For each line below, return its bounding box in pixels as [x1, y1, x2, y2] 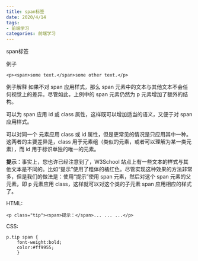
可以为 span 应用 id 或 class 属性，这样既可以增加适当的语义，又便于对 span [6, 111, 193, 118]
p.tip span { [6, 234, 39, 240]
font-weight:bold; [17, 240, 62, 246]
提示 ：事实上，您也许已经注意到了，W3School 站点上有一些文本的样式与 [6, 158, 184, 165]
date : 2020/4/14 [6, 14, 46, 20]
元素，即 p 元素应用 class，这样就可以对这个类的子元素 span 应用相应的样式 [6, 180, 192, 187]
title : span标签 [6, 8, 44, 15]
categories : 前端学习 [6, 31, 56, 37]
